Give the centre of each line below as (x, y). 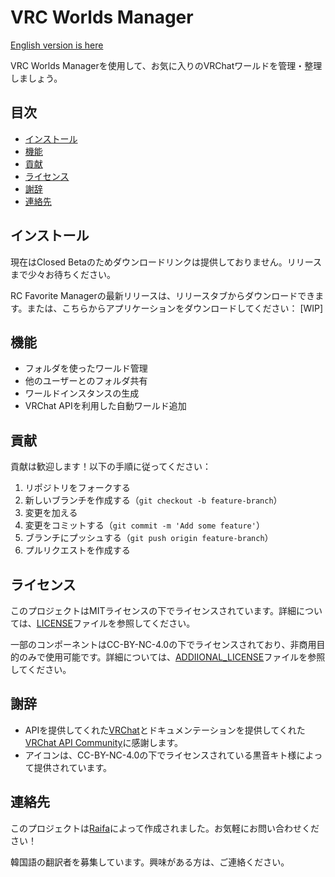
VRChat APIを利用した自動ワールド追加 (105, 406)
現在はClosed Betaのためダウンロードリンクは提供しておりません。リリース (166, 262)
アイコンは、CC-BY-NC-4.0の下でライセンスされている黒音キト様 (160, 755)
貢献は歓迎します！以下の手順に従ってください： (111, 467)
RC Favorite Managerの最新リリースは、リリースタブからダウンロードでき (163, 295)
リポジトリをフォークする (77, 488)
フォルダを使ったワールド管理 (86, 368)
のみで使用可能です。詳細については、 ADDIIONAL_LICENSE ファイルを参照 (172, 657)
